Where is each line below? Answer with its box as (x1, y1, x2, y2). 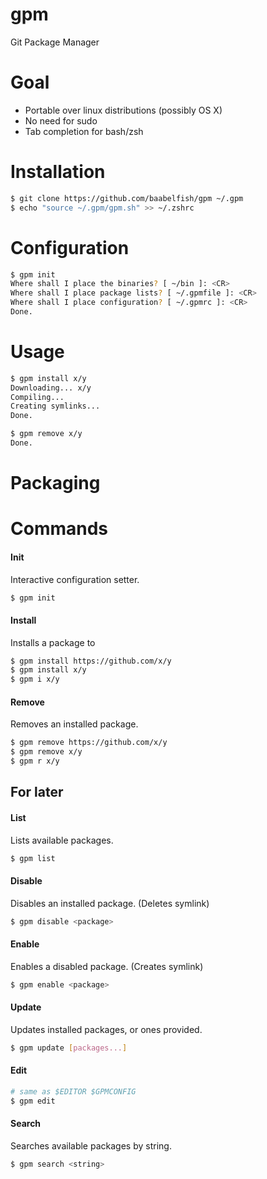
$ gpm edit (10, 1096, 56, 1106)
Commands (10, 518, 109, 540)
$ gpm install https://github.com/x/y (10, 656, 172, 666)
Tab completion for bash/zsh (24, 125, 144, 137)
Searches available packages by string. (10, 1139, 172, 1152)
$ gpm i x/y (10, 674, 60, 685)
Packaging (10, 472, 101, 495)
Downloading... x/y (10, 383, 92, 393)
